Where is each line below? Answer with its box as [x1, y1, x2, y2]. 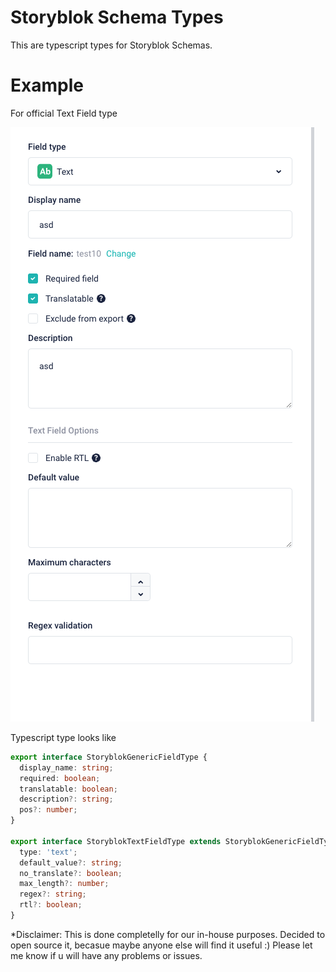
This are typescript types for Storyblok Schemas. [10, 39, 213, 51]
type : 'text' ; [19, 847, 78, 857]
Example [10, 74, 84, 97]
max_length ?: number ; [19, 879, 110, 889]
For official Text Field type [10, 107, 118, 119]
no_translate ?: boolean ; [19, 868, 123, 878]
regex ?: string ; [19, 889, 87, 900]
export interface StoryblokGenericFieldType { [10, 752, 208, 762]
